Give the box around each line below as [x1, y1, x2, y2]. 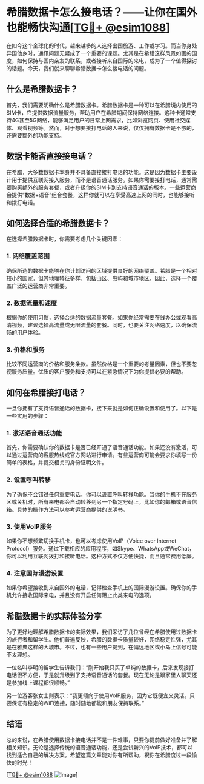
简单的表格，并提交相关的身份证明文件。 [6, 459, 107, 466]
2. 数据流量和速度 [6, 298, 58, 307]
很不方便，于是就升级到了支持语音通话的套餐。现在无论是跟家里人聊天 [16, 671, 192, 679]
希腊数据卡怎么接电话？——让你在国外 [6, 5, 198, 19]
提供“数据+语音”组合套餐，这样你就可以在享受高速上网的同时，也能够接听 [11, 191, 195, 198]
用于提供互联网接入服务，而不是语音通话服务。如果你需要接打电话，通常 [11, 176, 192, 183]
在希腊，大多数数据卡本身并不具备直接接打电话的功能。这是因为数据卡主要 [6, 168, 192, 176]
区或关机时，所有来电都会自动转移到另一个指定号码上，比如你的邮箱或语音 [6, 498, 192, 505]
